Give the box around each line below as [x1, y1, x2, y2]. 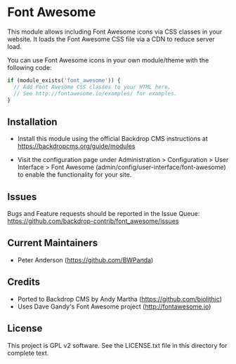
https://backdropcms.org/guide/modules [17, 142, 136, 151]
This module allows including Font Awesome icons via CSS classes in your [7, 27, 223, 36]
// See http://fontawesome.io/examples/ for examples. [13, 90, 178, 97]
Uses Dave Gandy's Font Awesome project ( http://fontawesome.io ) [17, 302, 211, 311]
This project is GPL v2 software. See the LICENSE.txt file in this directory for [7, 341, 228, 349]
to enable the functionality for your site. [17, 170, 132, 179]
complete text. [7, 349, 49, 357]
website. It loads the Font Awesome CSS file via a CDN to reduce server [7, 34, 216, 43]
